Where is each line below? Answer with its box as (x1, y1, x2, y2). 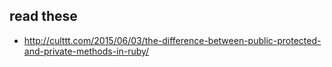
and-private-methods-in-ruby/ (23, 45, 150, 57)
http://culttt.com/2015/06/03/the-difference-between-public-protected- (23, 34, 322, 46)
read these (9, 8, 78, 25)
